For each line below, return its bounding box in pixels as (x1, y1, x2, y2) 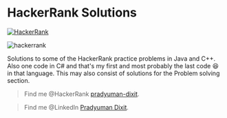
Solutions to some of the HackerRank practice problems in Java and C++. (7, 54, 216, 63)
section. (7, 76, 30, 84)
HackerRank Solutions (7, 5, 138, 21)
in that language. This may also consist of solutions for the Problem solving (7, 69, 220, 77)
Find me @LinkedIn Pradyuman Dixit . (23, 103, 129, 111)
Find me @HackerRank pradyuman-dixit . (23, 90, 140, 98)
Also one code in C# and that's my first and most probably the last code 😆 (7, 61, 219, 70)
